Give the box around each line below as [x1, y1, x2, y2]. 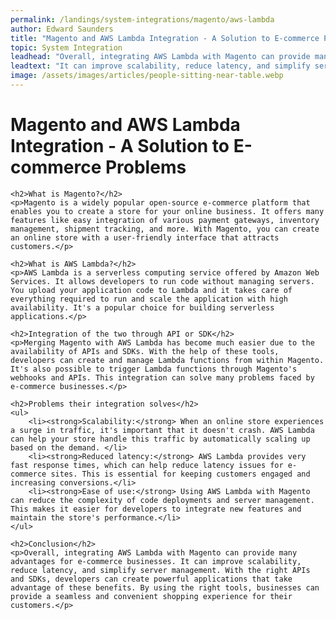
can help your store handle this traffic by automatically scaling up [10, 434, 311, 444]
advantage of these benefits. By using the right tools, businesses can [10, 582, 320, 593]
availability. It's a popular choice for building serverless [10, 302, 275, 313]
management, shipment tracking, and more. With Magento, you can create [10, 224, 320, 234]
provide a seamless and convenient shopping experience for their [10, 591, 293, 601]
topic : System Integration [10, 42, 123, 53]
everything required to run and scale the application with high [10, 294, 288, 304]
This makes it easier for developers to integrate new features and [10, 504, 302, 514]
